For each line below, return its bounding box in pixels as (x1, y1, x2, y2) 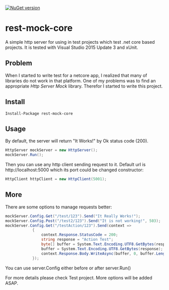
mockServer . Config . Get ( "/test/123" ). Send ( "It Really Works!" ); (5, 213, 141, 219)
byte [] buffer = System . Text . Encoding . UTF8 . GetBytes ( (41, 242, 156, 247)
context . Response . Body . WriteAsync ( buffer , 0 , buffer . (41, 251, 156, 256)
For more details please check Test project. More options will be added (5, 274, 152, 280)
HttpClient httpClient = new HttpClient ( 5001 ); (5, 177, 107, 182)
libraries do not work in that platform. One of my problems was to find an (5, 78, 156, 84)
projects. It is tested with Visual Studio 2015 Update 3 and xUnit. (5, 44, 138, 50)
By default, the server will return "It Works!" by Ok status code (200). (5, 138, 148, 144)
